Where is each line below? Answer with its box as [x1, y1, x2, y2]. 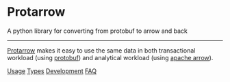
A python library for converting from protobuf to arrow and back [7, 27, 188, 35]
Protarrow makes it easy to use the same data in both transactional [7, 46, 196, 55]
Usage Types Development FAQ [7, 66, 97, 75]
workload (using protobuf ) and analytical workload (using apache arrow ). [7, 53, 214, 61]
